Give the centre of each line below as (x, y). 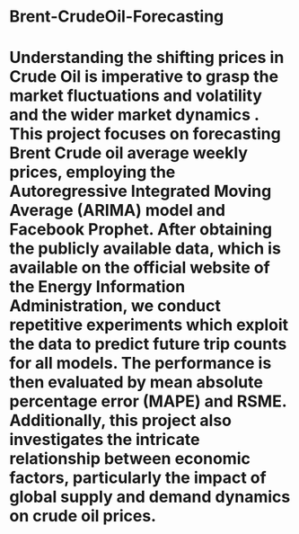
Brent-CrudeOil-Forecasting (117, 17)
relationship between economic (130, 459)
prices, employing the (92, 172)
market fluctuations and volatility (136, 96)
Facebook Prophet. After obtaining (141, 230)
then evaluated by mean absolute (136, 383)
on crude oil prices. (83, 516)
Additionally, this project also (120, 421)
